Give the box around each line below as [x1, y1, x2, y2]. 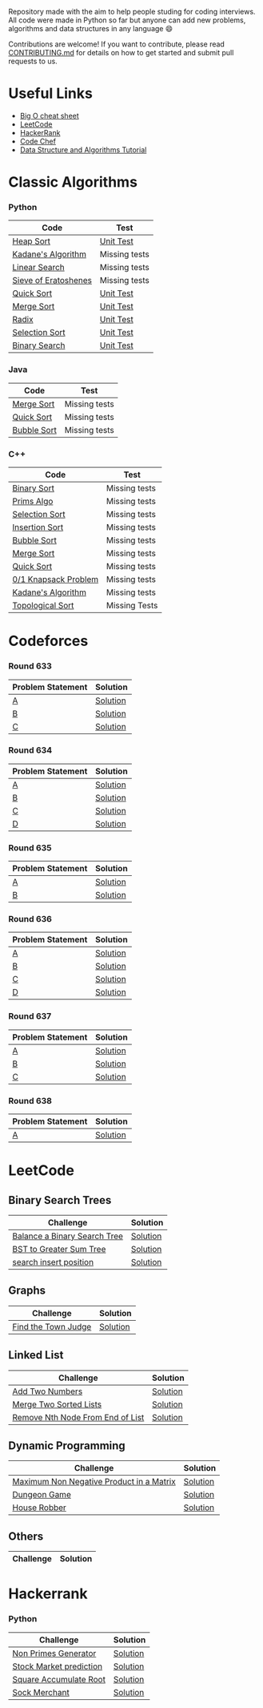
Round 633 [8, 660, 52, 672]
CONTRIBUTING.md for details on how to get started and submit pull [8, 48, 234, 57]
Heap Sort [12, 236, 50, 247]
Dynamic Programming [8, 1439, 126, 1452]
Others [8, 1529, 44, 1543]
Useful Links [8, 84, 94, 103]
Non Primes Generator [12, 1647, 97, 1658]
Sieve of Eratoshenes [12, 275, 93, 286]
